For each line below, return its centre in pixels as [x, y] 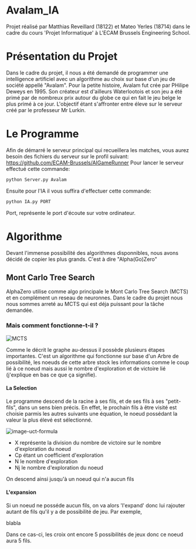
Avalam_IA [33, 10]
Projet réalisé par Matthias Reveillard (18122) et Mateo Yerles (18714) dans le [98, 26]
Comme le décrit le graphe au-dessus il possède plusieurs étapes [86, 349]
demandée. [20, 310]
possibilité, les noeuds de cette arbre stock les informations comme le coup [98, 362]
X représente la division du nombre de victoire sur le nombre [88, 442]
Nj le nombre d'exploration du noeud [59, 467]
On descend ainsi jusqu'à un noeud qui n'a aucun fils [70, 479]
